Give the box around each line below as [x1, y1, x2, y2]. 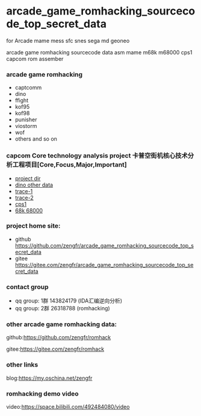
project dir [14, 174, 41, 182]
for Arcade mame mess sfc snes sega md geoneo [6, 37, 130, 44]
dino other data [14, 181, 53, 188]
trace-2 [14, 194, 34, 201]
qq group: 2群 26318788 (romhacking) [14, 305, 110, 312]
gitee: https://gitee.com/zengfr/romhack [6, 345, 104, 353]
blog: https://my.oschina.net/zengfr [6, 374, 93, 382]
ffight [14, 97, 29, 104]
